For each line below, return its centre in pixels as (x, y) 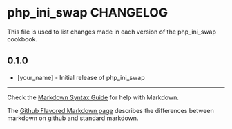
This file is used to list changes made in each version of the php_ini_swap (112, 32)
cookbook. (22, 39)
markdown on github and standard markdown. (73, 118)
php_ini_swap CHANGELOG (87, 13)
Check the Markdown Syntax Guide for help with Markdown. (93, 97)
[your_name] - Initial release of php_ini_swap (81, 77)
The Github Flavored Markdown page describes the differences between (110, 110)
